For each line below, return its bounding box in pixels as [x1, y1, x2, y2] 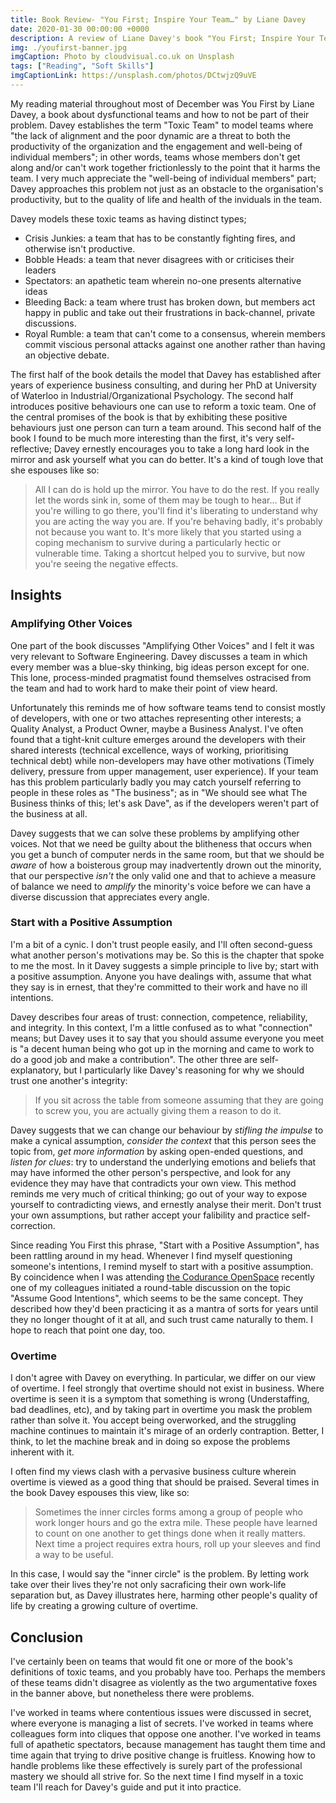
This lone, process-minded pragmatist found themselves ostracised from [10, 671, 312, 683]
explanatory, [10, 1064, 62, 1076]
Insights [10, 587, 63, 604]
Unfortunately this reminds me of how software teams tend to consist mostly [10, 701, 326, 713]
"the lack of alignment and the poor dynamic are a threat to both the [10, 129, 291, 141]
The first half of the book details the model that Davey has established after [10, 368, 322, 380]
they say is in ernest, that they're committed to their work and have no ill [10, 981, 308, 993]
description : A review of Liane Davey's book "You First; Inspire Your [10, 33, 315, 43]
